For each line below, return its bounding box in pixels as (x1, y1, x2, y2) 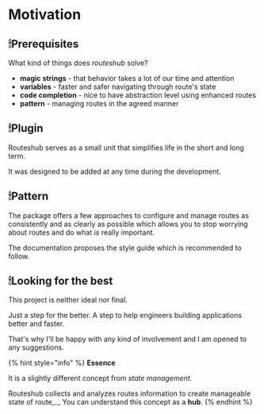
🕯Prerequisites (8, 37, 79, 51)
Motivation (8, 6, 82, 24)
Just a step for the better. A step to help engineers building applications (8, 311, 243, 320)
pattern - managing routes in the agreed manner (19, 99, 179, 108)
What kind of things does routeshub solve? (8, 58, 148, 67)
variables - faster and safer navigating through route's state (19, 82, 216, 91)
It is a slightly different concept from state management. (8, 374, 193, 383)
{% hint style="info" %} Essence (8, 358, 117, 368)
